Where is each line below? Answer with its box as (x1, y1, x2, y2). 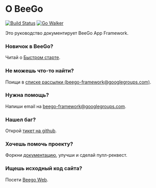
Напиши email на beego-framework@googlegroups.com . (5, 103, 126, 109)
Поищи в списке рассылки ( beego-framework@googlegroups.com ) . (5, 79, 151, 85)
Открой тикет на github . (5, 128, 57, 134)
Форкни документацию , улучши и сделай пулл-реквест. (5, 152, 127, 158)
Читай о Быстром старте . (5, 54, 61, 60)
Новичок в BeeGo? (5, 43, 54, 50)
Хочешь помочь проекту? (5, 140, 73, 148)
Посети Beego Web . (5, 176, 48, 182)
